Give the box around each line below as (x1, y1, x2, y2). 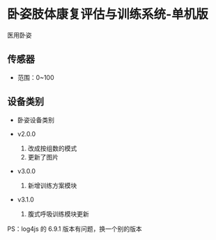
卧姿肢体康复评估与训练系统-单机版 (7, 6, 209, 22)
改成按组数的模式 (27, 144, 77, 153)
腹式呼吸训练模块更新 (27, 209, 89, 218)
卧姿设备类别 (17, 115, 54, 124)
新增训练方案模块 (27, 181, 77, 190)
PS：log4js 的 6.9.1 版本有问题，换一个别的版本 (7, 225, 142, 233)
